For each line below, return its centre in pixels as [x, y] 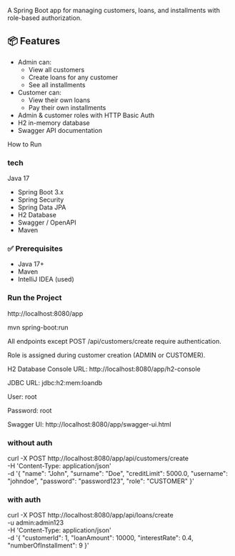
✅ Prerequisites [35, 249]
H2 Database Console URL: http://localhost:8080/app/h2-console [104, 369]
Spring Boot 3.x [41, 192]
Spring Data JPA [42, 207]
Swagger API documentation [60, 130]
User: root [22, 397]
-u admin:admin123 [36, 523]
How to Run [25, 144]
